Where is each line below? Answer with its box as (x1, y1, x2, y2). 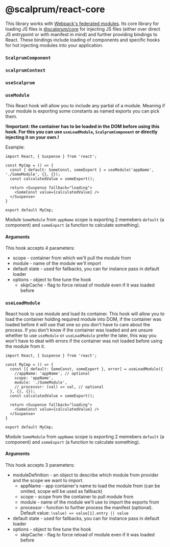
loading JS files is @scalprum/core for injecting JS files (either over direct (5, 26, 161, 32)
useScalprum (5, 80, 35, 85)
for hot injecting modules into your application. (5, 42, 104, 48)
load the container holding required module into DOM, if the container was (5, 316, 162, 322)
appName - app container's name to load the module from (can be (20, 483, 160, 489)
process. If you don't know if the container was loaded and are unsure (5, 327, 153, 333)
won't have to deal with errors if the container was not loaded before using (5, 338, 162, 344)
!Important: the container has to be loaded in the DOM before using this (5, 124, 160, 129)
